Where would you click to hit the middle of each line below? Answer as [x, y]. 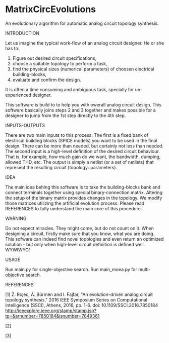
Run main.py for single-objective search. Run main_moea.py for [71, 269]
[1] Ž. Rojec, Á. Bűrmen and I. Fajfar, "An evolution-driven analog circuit [79, 294]
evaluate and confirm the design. [47, 80]
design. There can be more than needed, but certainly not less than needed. [84, 146]
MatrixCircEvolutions [51, 9]
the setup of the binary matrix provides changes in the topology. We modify [84, 198]
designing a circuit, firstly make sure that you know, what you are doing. [80, 234]
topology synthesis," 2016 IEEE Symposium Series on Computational [76, 299]
